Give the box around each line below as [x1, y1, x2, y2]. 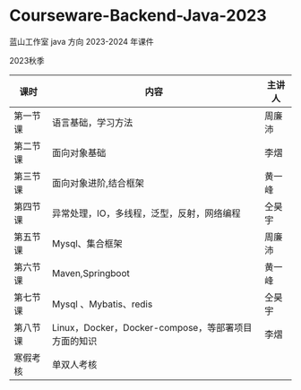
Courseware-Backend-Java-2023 [9, 5, 267, 26]
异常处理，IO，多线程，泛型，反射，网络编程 [52, 207, 241, 220]
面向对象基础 [52, 146, 107, 159]
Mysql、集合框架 [52, 237, 123, 249]
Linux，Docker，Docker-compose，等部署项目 [52, 321, 253, 334]
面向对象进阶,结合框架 [52, 177, 145, 189]
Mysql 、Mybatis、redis [52, 298, 153, 310]
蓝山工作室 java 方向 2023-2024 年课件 [9, 36, 154, 47]
